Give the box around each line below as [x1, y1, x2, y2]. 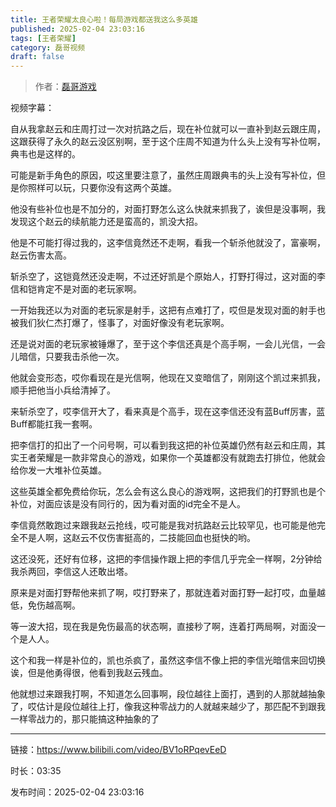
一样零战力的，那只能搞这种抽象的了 [10, 713, 160, 725]
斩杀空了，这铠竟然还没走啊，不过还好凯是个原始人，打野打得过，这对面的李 [10, 271, 326, 283]
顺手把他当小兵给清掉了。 [10, 384, 116, 396]
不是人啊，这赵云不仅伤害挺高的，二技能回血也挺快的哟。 [18, 532, 256, 544]
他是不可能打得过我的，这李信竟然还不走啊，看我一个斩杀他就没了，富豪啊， [10, 237, 326, 249]
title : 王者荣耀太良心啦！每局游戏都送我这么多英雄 [10, 14, 198, 25]
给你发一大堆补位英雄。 [10, 464, 107, 476]
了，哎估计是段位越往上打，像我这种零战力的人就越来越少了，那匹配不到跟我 [10, 701, 326, 713]
